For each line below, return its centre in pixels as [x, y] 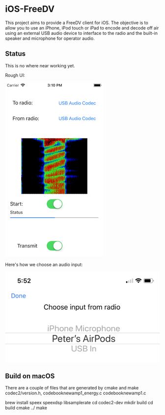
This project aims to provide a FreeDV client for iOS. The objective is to [77, 23]
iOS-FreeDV [30, 9]
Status [15, 54]
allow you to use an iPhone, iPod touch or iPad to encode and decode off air [82, 28]
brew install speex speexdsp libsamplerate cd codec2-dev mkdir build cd [79, 403]
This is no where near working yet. [40, 65]
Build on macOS [30, 376]
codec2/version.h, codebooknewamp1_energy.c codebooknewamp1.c [76, 393]
